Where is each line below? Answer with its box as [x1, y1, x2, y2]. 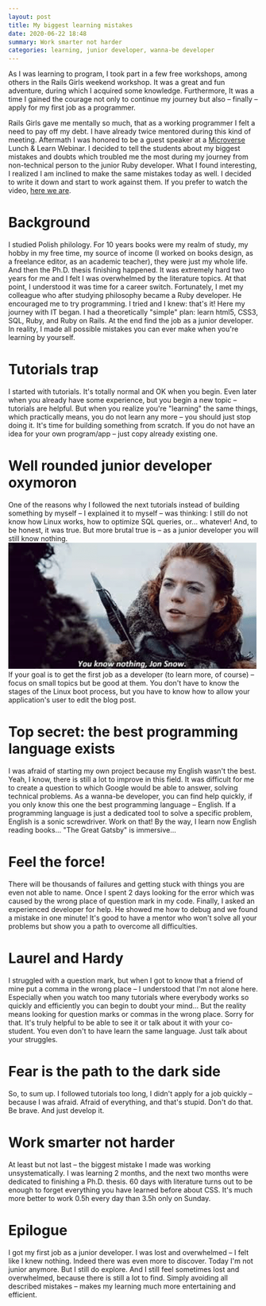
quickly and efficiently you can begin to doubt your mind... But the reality [8, 1001, 246, 1010]
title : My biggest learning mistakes [8, 21, 133, 29]
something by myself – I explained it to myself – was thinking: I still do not [8, 508, 249, 518]
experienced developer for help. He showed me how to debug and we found [8, 904, 258, 914]
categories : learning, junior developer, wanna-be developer [8, 46, 215, 55]
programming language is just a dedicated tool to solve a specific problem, [8, 808, 253, 817]
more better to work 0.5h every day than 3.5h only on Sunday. [8, 1193, 211, 1203]
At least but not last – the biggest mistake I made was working [8, 1160, 211, 1169]
